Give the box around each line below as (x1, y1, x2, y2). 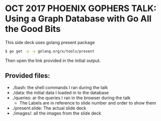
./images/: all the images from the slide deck (12, 110, 101, 116)
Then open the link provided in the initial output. (5, 58, 101, 63)
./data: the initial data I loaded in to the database (12, 90, 109, 95)
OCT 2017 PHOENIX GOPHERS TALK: (5, 3, 157, 14)
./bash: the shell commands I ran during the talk (12, 84, 108, 90)
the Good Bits (5, 24, 61, 34)
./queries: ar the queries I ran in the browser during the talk (12, 95, 131, 101)
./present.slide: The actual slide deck (12, 105, 87, 111)
